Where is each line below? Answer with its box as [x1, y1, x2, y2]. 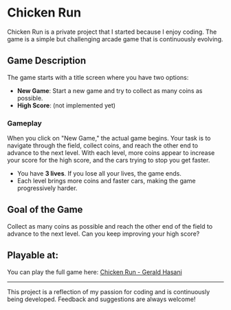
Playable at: [7, 249, 59, 261]
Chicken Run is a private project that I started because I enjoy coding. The [7, 28, 217, 36]
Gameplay [7, 118, 43, 128]
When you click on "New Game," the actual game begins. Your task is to [7, 134, 211, 143]
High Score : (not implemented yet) [16, 101, 115, 110]
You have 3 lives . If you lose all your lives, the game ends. [16, 169, 182, 178]
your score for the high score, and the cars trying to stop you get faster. [7, 156, 210, 165]
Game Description [7, 55, 87, 67]
